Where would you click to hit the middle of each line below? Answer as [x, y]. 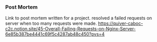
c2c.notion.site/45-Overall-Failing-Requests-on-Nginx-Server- [71, 29]
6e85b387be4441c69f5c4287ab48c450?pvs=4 [55, 34]
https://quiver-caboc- [121, 23]
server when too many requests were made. [51, 23]
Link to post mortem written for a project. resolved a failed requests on [79, 18]
